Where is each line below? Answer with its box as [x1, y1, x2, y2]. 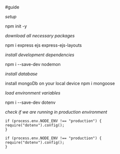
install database [5, 71, 38, 77]
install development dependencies [5, 52, 74, 58]
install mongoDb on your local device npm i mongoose [5, 81, 115, 86]
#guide [5, 4, 20, 10]
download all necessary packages [5, 33, 75, 38]
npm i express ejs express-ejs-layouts [5, 42, 82, 48]
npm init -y [5, 23, 27, 29]
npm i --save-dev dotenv [5, 99, 56, 105]
